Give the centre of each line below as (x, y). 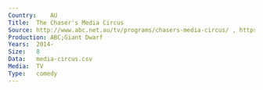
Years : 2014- (31, 45)
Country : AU (33, 15)
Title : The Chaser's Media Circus (66, 23)
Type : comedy (33, 74)
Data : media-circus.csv (50, 59)
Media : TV (26, 67)
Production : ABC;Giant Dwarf (56, 37)
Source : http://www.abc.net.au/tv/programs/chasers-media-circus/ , (122, 30)
